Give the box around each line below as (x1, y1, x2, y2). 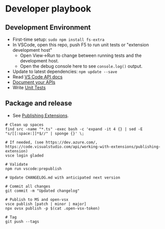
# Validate (5, 162, 28, 167)
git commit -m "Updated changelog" (5, 188, 80, 193)
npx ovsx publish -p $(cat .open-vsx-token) (5, 206, 100, 211)
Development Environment (5, 23, 91, 32)
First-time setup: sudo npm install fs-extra (12, 36, 105, 42)
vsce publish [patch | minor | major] (5, 201, 87, 206)
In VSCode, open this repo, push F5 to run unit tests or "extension (12, 42, 149, 48)
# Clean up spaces (5, 122, 44, 127)
